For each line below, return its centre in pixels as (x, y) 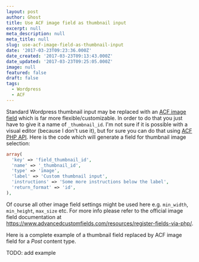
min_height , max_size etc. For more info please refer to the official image (95, 210)
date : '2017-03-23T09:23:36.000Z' (49, 51)
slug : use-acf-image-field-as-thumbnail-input (65, 45)
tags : (13, 84)
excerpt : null (24, 28)
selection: (18, 143)
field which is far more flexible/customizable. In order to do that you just (94, 118)
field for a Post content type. (41, 241)
